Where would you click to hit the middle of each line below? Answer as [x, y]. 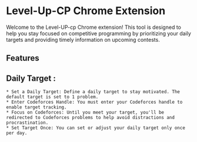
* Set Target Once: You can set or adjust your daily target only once [96, 128]
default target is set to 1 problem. [52, 97]
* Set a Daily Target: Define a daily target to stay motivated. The [93, 92]
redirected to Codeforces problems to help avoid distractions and [91, 118]
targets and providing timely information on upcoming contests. [83, 39]
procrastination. [27, 123]
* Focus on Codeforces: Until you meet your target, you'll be [85, 113]
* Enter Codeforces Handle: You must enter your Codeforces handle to [94, 102]
